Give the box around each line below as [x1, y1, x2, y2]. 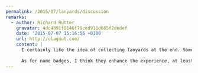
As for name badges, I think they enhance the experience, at [21, 58, 178, 64]
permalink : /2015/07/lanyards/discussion [5, 8, 109, 15]
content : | [16, 42, 43, 48]
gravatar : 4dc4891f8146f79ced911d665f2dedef [16, 25, 128, 31]
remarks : [5, 14, 27, 20]
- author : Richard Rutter [11, 19, 75, 25]
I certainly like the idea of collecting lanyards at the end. [21, 47, 181, 53]
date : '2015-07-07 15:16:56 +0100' [16, 31, 104, 36]
